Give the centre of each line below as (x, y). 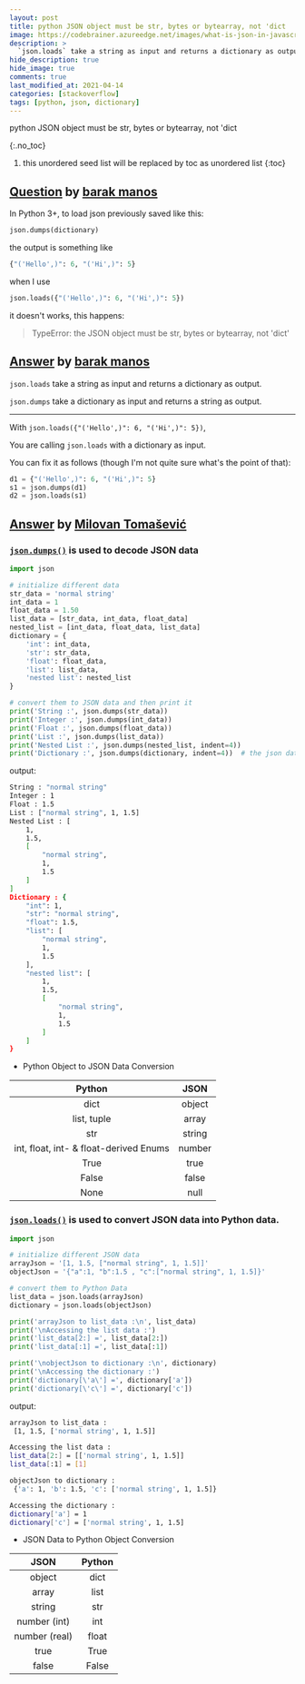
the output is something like (61, 248)
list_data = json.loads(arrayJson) (77, 1296)
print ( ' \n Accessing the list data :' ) (83, 1330)
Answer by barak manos (79, 362)
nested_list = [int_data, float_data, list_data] (105, 627)
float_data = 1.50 (44, 611)
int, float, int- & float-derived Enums (92, 1148)
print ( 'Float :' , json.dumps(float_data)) (91, 728)
